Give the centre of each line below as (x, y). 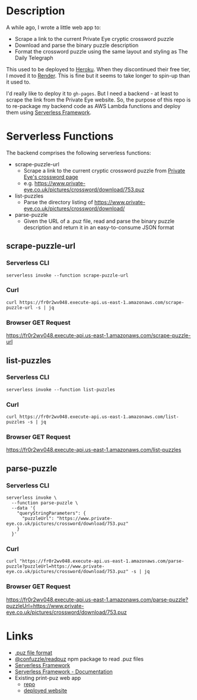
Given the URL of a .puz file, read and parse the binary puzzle (99, 221)
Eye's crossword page (51, 177)
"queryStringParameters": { (51, 514)
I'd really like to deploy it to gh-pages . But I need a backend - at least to (93, 93)
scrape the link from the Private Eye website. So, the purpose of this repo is (99, 100)
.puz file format (33, 653)
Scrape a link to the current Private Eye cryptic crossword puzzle (94, 39)
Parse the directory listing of (58, 202)
